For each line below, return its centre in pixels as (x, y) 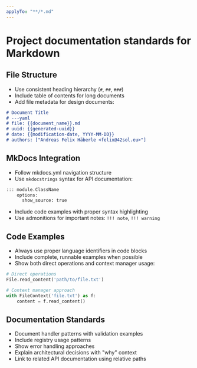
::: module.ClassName (33, 189)
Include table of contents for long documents (70, 96)
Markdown (33, 53)
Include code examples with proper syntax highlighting (81, 212)
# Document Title (27, 113)
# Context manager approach (41, 290)
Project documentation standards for (99, 40)
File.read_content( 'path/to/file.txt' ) (55, 280)
